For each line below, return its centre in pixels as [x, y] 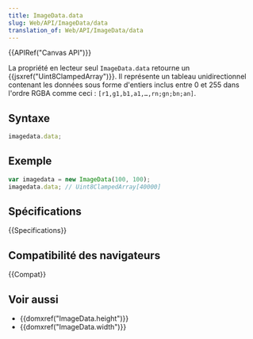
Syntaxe [29, 118]
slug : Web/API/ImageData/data [58, 23]
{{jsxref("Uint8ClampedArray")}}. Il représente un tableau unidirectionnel [127, 77]
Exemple [30, 161]
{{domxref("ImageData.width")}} [73, 327]
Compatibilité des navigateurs [84, 255]
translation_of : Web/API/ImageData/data [76, 30]
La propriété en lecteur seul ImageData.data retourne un [99, 68]
